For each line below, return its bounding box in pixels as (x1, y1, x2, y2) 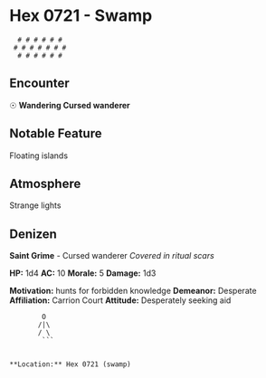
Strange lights (9, 200, 62, 211)
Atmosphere (9, 175, 81, 191)
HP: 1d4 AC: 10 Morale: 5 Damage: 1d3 (9, 268, 157, 279)
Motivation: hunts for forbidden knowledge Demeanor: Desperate (9, 286, 257, 297)
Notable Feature (9, 126, 102, 141)
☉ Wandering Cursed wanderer (9, 99, 131, 110)
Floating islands (9, 150, 69, 161)
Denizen (9, 226, 57, 241)
